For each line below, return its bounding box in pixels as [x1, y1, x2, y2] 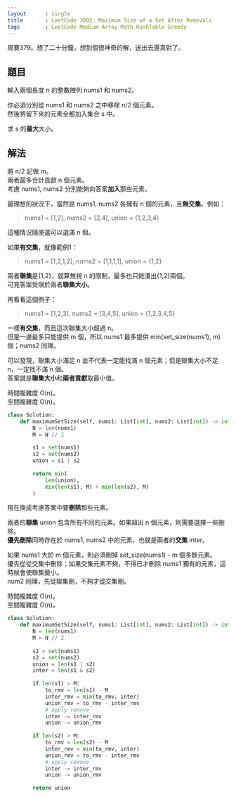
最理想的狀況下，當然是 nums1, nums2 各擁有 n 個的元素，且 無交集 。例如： [7, 199, 226, 208]
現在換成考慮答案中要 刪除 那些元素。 [7, 503, 112, 512]
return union [32, 784, 71, 792]
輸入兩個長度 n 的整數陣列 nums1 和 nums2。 [7, 86, 138, 95]
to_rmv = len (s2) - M [44, 739, 109, 746]
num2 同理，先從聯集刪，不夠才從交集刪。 [7, 577, 131, 586]
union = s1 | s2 [32, 457, 80, 464]
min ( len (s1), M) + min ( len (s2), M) [44, 483, 150, 490]
